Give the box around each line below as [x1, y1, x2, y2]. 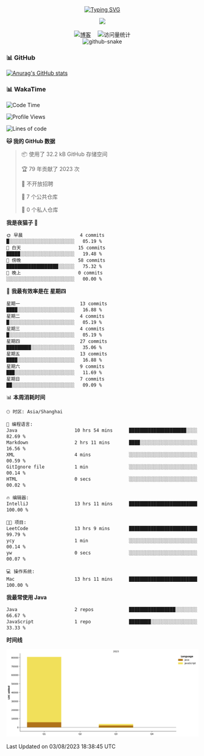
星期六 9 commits [6, 363, 105, 369]
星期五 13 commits [6, 351, 108, 357]
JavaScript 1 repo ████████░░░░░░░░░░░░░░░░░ [6, 618, 198, 625]
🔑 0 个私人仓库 [21, 206, 58, 213]
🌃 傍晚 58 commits [6, 257, 106, 264]
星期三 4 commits [6, 326, 105, 332]
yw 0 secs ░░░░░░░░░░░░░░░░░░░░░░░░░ [6, 550, 198, 556]
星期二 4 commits [6, 313, 105, 319]
